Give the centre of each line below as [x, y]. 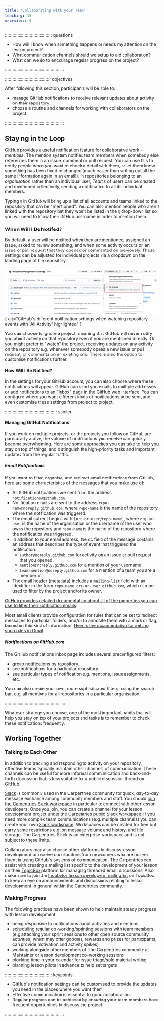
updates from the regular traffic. [37, 454]
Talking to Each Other [31, 752]
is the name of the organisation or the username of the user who [87, 523]
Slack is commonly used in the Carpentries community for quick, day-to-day [82, 793]
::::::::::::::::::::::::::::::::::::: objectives [39, 79]
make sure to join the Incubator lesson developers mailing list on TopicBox [80, 875]
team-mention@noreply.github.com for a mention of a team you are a [87, 570]
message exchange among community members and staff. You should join [80, 798]
